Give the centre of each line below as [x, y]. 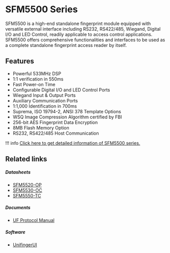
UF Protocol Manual [33, 220]
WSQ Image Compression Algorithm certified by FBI [67, 117]
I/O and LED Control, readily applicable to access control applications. [79, 34]
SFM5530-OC [27, 190]
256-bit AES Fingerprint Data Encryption [55, 122]
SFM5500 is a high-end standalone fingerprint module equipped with [78, 23]
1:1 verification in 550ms [38, 79]
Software [15, 232]
